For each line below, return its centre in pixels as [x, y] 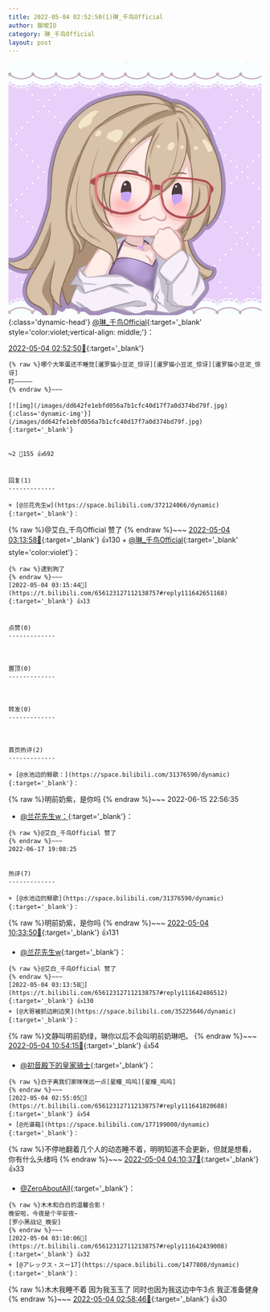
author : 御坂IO [33, 25]
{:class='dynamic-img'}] [50, 414]
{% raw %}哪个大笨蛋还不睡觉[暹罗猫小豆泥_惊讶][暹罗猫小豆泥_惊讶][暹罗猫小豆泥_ [132, 365]
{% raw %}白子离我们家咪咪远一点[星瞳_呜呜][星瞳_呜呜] [92, 1082]
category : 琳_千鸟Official [51, 34]
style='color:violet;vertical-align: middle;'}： [81, 332]
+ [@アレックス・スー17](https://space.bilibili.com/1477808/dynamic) [124, 1265]
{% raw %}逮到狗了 [37, 570]
